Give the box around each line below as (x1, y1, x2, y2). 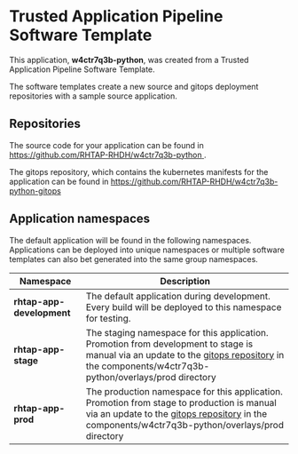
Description (159, 275, 211, 287)
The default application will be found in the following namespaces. (9, 235, 252, 245)
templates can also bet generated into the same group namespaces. (9, 253, 259, 264)
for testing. (85, 312, 131, 324)
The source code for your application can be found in (9, 139, 204, 150)
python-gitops (9, 185, 62, 196)
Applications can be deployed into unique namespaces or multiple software (9, 244, 286, 255)
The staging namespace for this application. (85, 326, 269, 339)
